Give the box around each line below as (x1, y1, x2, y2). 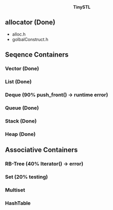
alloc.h (12, 31, 26, 37)
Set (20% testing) (5, 173, 48, 180)
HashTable (5, 200, 31, 207)
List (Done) (5, 78, 32, 85)
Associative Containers (5, 146, 78, 154)
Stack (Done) (5, 117, 37, 124)
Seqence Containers (5, 51, 69, 59)
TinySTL (73, 4, 91, 10)
